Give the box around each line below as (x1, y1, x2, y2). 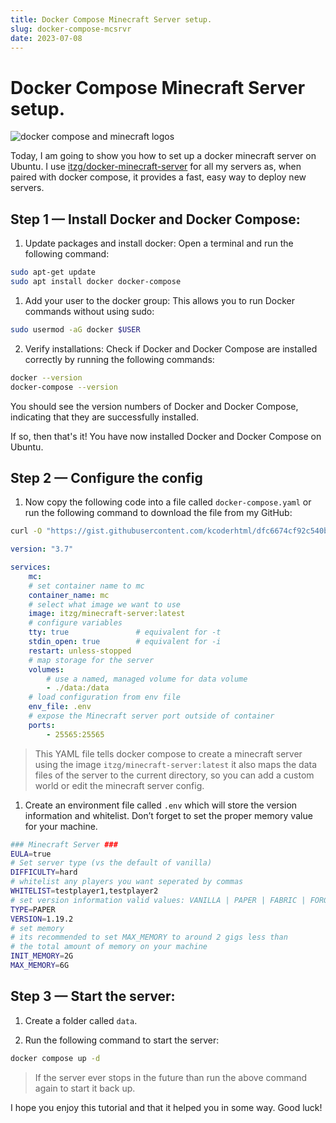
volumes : (28, 664, 65, 675)
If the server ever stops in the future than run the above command (34, 1071, 308, 1083)
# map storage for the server (28, 655, 155, 665)
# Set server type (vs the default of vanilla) (10, 858, 213, 868)
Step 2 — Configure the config (10, 469, 203, 486)
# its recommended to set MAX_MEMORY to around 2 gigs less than (10, 932, 288, 943)
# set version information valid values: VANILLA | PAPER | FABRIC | (10, 895, 307, 905)
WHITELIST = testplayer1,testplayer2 (10, 886, 159, 896)
